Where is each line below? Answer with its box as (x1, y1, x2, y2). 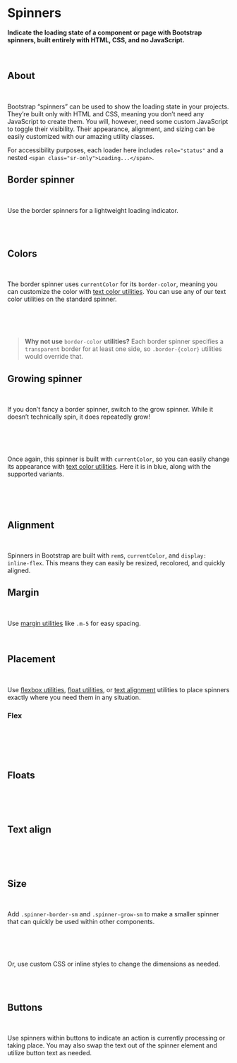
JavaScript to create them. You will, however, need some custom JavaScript (7, 117, 229, 125)
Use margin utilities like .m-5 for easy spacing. (7, 619, 141, 627)
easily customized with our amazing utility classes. (7, 132, 155, 140)
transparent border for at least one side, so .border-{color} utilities (24, 345, 222, 353)
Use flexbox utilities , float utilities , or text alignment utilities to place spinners (7, 685, 230, 694)
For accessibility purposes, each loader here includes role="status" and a (7, 146, 224, 154)
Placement (7, 653, 56, 665)
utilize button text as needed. (7, 1049, 92, 1057)
